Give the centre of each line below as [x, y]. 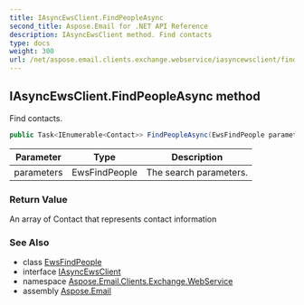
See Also [29, 243]
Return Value [38, 199]
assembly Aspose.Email [66, 291]
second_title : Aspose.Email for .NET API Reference [109, 26]
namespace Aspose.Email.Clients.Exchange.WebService [128, 281]
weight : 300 [32, 52]
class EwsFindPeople [62, 262]
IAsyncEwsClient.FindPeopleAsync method [135, 96]
